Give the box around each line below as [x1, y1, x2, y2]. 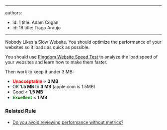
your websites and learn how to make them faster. [5, 59, 108, 65]
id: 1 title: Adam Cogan [12, 19, 59, 25]
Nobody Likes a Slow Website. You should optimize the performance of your [5, 39, 162, 45]
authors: [5, 10, 22, 15]
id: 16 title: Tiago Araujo [12, 25, 61, 30]
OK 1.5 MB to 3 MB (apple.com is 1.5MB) [12, 84, 95, 89]
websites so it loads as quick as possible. [5, 44, 90, 50]
